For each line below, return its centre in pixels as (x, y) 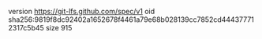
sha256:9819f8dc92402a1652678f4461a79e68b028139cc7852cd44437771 (131, 19)
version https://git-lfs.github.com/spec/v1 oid (82, 11)
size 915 (59, 28)
